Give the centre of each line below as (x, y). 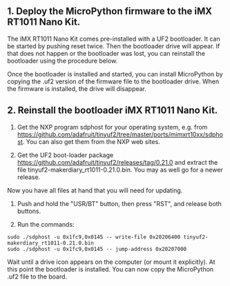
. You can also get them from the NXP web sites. (91, 141)
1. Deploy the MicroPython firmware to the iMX (110, 11)
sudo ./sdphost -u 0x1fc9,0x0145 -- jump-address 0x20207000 (97, 249)
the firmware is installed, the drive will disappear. (77, 88)
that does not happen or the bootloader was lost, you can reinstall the (106, 53)
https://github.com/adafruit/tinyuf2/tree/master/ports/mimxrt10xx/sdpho (120, 134)
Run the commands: (46, 224)
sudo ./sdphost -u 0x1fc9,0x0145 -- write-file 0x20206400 (94, 237)
